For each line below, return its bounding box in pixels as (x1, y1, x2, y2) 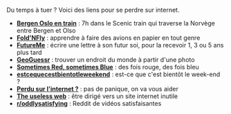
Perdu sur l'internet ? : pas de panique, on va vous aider (16, 85, 179, 93)
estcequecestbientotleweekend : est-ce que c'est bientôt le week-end (16, 70, 221, 78)
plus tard (16, 48, 42, 56)
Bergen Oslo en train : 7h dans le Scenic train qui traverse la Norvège (16, 19, 215, 27)
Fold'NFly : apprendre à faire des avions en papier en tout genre (16, 34, 201, 42)
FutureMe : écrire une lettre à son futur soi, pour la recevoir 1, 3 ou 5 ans (16, 41, 224, 49)
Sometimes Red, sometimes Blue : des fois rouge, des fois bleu (16, 63, 200, 71)
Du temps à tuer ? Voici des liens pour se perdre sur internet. (6, 6, 180, 14)
